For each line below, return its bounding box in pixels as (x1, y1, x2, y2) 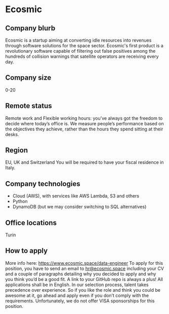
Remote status (5, 101, 52, 110)
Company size (5, 74, 52, 82)
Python (12, 198, 28, 204)
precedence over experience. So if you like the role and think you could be (5, 287, 161, 293)
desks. (5, 131, 19, 137)
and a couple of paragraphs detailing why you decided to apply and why (5, 270, 156, 277)
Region (5, 146, 28, 155)
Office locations (5, 218, 57, 227)
